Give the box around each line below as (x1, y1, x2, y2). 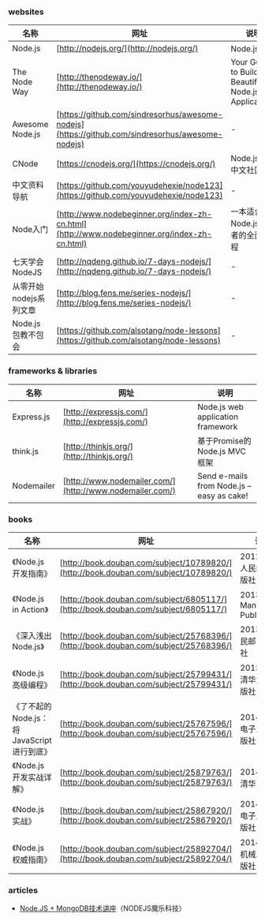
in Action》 (12, 604, 49, 615)
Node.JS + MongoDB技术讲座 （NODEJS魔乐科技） (19, 904, 186, 913)
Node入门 (12, 224, 49, 235)
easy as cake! (196, 490, 248, 501)
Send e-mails (196, 470, 248, 481)
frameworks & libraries (8, 365, 98, 376)
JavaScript (12, 735, 53, 746)
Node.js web (196, 401, 244, 412)
